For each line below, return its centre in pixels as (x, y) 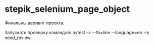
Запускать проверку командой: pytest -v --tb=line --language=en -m (77, 32)
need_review (18, 38)
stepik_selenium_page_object (67, 9)
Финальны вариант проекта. (35, 23)
